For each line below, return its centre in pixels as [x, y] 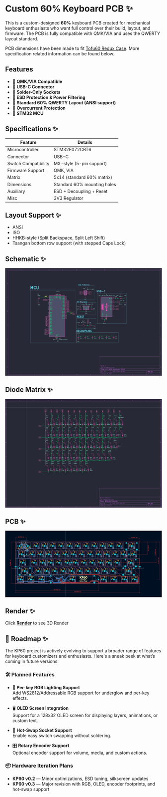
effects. [20, 698]
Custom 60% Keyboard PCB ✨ [69, 9]
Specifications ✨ [32, 129]
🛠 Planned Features [30, 675]
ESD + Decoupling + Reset [81, 191]
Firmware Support [26, 171]
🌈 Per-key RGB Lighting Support [46, 687]
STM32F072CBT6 [73, 150]
